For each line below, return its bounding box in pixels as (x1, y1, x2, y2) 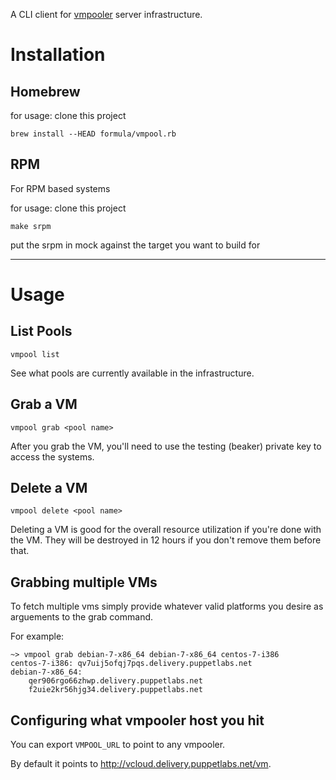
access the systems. (10, 450, 95, 463)
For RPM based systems (10, 182, 111, 194)
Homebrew (10, 83, 81, 100)
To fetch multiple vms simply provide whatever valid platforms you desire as (10, 600, 324, 613)
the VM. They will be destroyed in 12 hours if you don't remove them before (10, 534, 322, 546)
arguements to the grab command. (10, 611, 154, 623)
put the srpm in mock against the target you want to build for (10, 239, 261, 251)
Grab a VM (10, 396, 78, 413)
